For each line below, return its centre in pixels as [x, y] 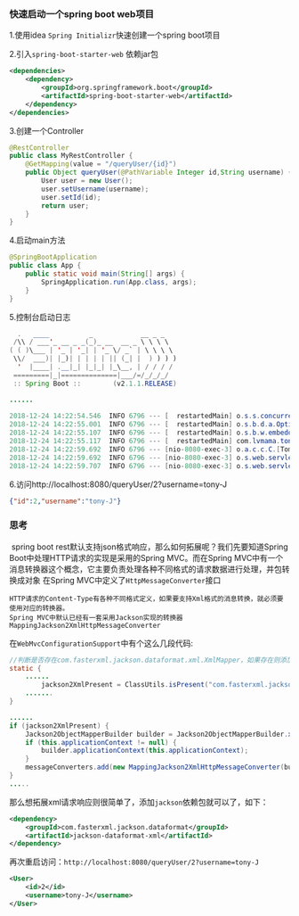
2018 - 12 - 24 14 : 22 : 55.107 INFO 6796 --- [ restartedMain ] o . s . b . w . [139, 433]
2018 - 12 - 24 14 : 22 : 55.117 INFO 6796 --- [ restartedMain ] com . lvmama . [145, 441]
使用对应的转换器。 [39, 608]
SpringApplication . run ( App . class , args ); [119, 282]
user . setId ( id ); [71, 197]
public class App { [45, 266]
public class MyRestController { [71, 156]
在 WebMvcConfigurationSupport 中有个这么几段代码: [101, 643]
